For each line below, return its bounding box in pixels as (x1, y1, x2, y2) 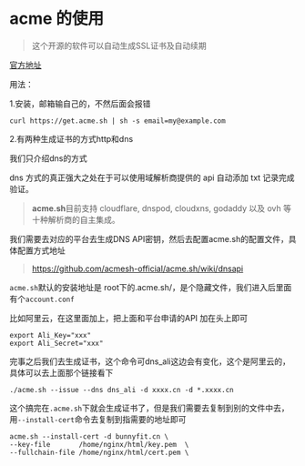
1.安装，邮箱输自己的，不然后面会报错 (9, 97, 151, 109)
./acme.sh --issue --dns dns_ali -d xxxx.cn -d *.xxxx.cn (9, 385, 234, 394)
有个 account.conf (9, 293, 75, 304)
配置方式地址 (16, 245, 66, 256)
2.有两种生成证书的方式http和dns (9, 133, 134, 144)
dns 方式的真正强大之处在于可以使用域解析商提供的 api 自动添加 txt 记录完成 (9, 172, 295, 183)
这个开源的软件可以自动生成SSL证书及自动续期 (31, 40, 207, 51)
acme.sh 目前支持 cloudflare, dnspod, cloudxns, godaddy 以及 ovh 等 (31, 202, 291, 214)
